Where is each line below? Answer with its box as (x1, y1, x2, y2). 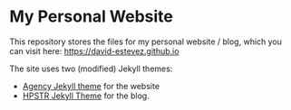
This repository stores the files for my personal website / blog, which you (9, 36, 283, 47)
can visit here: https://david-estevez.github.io (9, 45, 179, 56)
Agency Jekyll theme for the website (22, 80, 160, 91)
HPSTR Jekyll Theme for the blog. (22, 90, 150, 101)
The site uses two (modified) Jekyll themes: (9, 63, 173, 74)
